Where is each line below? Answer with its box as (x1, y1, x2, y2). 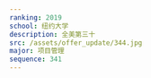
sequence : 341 (9, 55, 63, 64)
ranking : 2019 (9, 13, 63, 22)
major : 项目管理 (9, 47, 65, 56)
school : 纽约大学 (9, 22, 69, 30)
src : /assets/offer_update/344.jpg (9, 38, 143, 48)
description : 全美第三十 (9, 30, 96, 39)
